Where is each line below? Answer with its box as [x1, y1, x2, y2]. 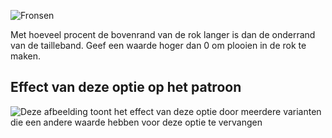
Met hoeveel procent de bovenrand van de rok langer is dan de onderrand [10, 29, 316, 40]
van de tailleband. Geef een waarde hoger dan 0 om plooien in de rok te [10, 40, 307, 51]
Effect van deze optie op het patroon [10, 79, 242, 96]
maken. [10, 50, 41, 62]
